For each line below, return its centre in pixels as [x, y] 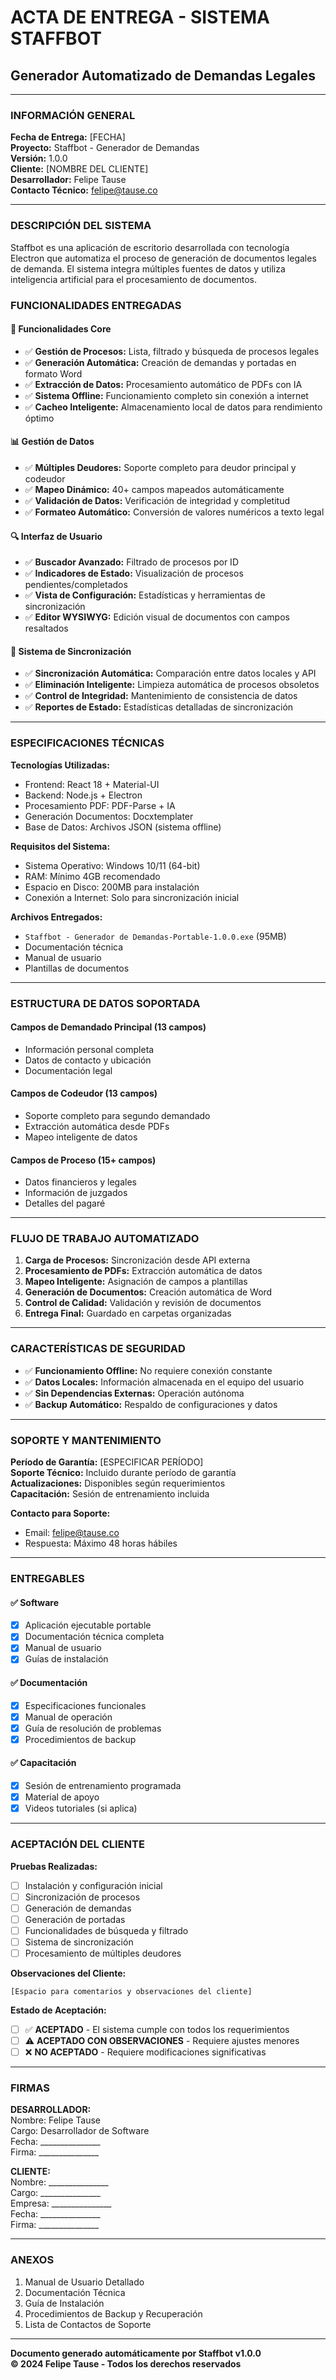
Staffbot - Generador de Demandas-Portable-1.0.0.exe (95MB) [155, 936]
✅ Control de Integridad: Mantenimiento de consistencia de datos [161, 696]
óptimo [39, 418]
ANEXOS [32, 2260]
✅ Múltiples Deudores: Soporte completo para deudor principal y [160, 467]
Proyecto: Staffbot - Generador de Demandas [105, 148]
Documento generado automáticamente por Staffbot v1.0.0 [136, 2353]
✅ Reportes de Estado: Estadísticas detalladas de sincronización [159, 707]
